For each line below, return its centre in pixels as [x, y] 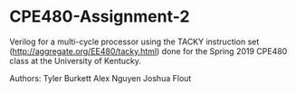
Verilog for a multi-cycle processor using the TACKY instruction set [134, 42]
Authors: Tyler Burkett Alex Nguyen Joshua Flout [100, 78]
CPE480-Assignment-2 [100, 17]
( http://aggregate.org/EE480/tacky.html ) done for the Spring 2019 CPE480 [148, 51]
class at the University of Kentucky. [76, 60]
